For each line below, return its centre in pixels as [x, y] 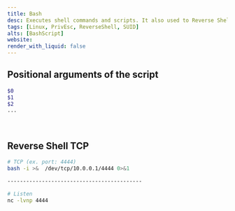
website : [20, 40]
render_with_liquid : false [47, 46]
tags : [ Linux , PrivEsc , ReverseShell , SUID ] [73, 27]
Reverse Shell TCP [48, 145]
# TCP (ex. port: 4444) [42, 162]
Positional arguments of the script [83, 75]
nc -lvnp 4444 [28, 200]
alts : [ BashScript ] [36, 33]
